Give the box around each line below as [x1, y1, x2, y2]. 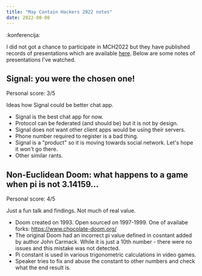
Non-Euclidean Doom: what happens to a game [6, 170, 189, 180]
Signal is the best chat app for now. [15, 113, 104, 120]
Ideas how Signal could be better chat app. [6, 102, 114, 109]
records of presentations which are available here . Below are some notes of [6, 49, 195, 57]
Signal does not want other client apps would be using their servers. [15, 126, 186, 134]
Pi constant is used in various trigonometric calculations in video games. [15, 251, 197, 258]
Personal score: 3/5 [6, 89, 56, 97]
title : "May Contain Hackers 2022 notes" [6, 9, 113, 15]
